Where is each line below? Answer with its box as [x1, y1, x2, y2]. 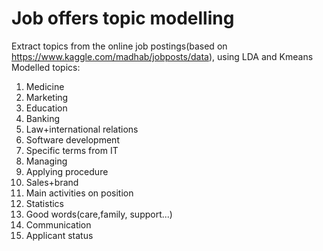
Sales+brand [25, 176, 79, 188]
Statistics [25, 197, 65, 209]
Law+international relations [25, 123, 139, 135]
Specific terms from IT [25, 144, 119, 156]
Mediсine [25, 80, 65, 92]
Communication [25, 218, 92, 231]
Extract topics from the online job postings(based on [11, 40, 228, 52]
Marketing [25, 91, 69, 103]
